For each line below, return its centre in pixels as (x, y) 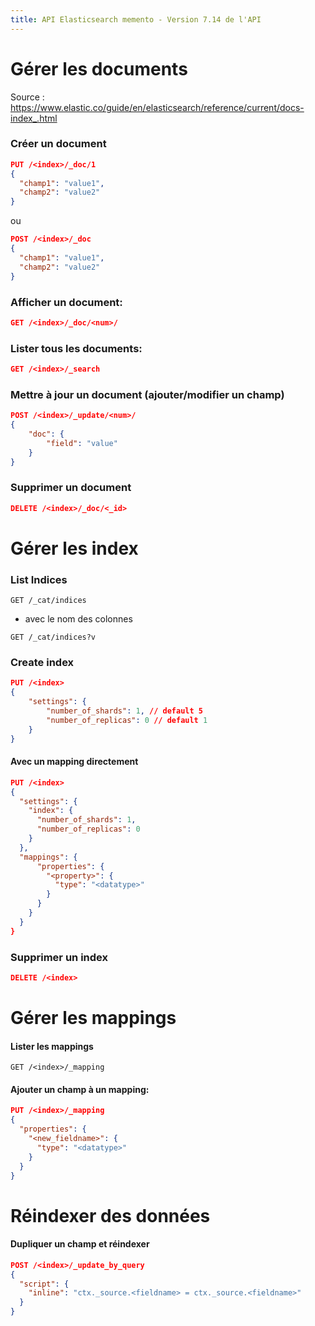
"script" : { (44, 1284)
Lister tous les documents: (76, 348)
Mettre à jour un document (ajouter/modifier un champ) (147, 394)
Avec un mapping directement (74, 762)
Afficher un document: (66, 302)
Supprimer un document (71, 488)
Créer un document (58, 144)
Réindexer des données (110, 1215)
